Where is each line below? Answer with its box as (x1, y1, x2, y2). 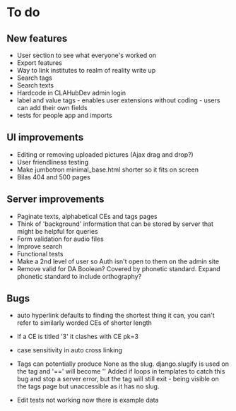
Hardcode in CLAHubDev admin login (16, 89, 126, 97)
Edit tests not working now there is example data (16, 396, 159, 405)
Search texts (16, 81, 54, 89)
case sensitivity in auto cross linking (16, 346, 123, 355)
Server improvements (6, 193, 105, 205)
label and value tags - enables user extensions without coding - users (16, 96, 220, 105)
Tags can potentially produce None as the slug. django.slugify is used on (16, 359, 230, 368)
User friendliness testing (16, 157, 89, 166)
